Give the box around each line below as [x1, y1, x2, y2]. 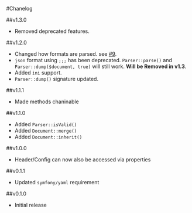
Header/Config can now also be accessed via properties [14, 156, 151, 163]
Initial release [14, 202, 47, 208]
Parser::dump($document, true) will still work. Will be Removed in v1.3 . [14, 63, 187, 70]
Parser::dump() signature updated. [14, 76, 98, 82]
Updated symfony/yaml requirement [14, 179, 100, 185]
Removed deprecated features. [14, 28, 90, 35]
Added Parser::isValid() [14, 121, 77, 128]
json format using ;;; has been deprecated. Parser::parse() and [14, 57, 173, 63]
